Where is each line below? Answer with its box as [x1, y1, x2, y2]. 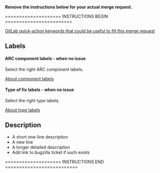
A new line [12, 139, 33, 145]
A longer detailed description [12, 144, 70, 150]
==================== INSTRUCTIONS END [5, 158, 104, 164]
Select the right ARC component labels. [5, 66, 84, 72]
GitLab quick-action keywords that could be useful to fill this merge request [5, 28, 155, 33]
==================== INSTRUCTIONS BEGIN [5, 14, 108, 19]
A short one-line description [12, 134, 69, 140]
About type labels [5, 107, 40, 113]
